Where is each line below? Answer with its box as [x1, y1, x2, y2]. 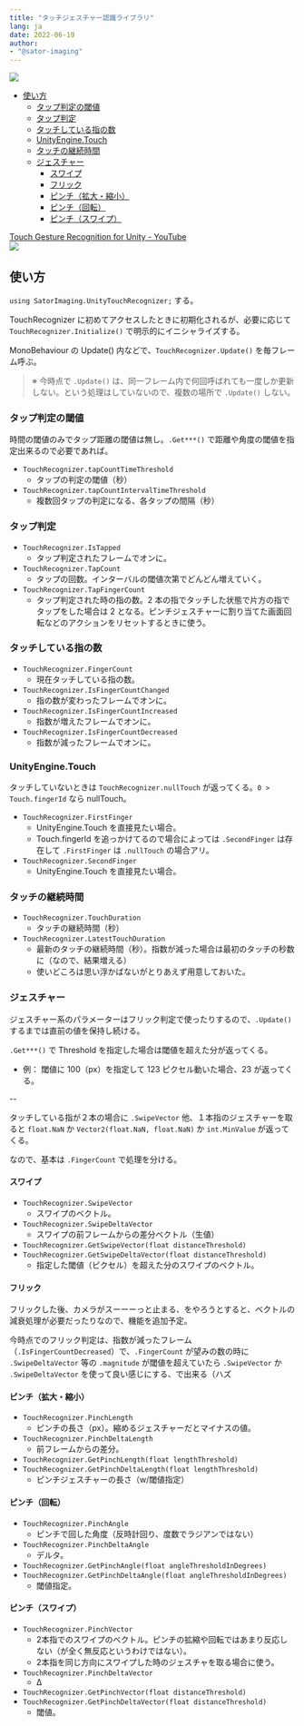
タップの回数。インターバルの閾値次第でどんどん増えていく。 [35, 573, 267, 584]
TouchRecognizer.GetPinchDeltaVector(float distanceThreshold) [22, 1697, 268, 1707]
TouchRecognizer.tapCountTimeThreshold [22, 465, 174, 475]
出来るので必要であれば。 [16, 446, 113, 457]
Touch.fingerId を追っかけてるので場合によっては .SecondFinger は [35, 833, 286, 844]
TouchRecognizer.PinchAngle [22, 1519, 129, 1528]
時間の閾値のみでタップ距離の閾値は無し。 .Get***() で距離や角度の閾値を [9, 434, 288, 445]
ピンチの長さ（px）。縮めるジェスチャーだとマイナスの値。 [35, 1423, 257, 1434]
